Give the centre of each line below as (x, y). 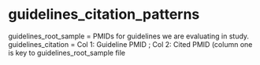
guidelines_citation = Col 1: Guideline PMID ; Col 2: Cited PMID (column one (130, 44)
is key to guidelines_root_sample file (67, 52)
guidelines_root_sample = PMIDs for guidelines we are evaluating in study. (129, 36)
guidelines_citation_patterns (104, 14)
